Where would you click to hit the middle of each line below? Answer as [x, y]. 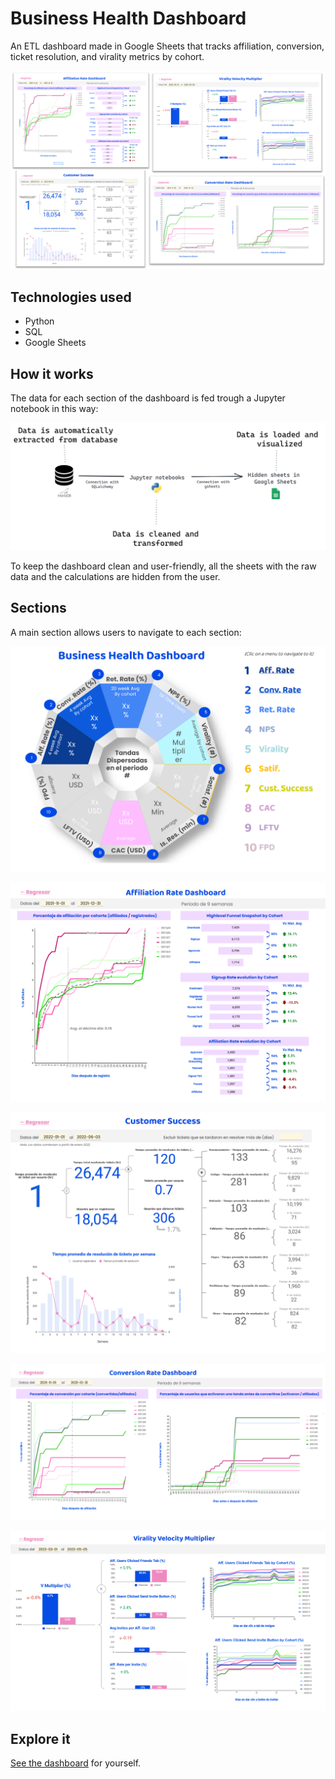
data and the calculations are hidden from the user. [115, 576]
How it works [52, 373]
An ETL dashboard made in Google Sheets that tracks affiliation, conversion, [167, 46]
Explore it [40, 1738]
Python [39, 321]
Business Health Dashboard [128, 18]
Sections [38, 608]
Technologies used [71, 297]
